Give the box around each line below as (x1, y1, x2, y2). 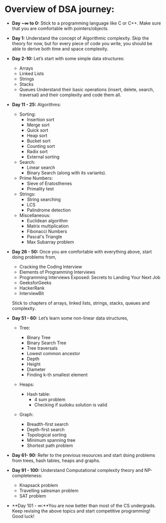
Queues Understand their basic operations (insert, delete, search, (19, 86, 155, 92)
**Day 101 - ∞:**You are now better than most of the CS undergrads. (11, 502, 156, 508)
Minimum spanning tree (26, 437, 76, 443)
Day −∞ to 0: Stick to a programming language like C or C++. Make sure (11, 20, 162, 26)
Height (26, 361, 41, 367)
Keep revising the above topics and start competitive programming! (11, 507, 151, 514)
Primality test (26, 185, 54, 191)
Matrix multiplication (26, 223, 69, 229)
